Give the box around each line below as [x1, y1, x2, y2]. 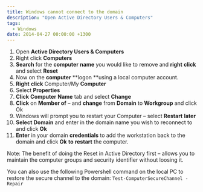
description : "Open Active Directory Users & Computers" [7, 15, 153, 21]
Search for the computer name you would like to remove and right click [15, 61, 196, 68]
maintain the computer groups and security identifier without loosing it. [7, 156, 184, 164]
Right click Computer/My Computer [15, 80, 106, 88]
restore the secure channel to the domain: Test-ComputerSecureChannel [7, 174, 183, 182]
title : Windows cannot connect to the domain [7, 8, 123, 15]
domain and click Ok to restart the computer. [15, 138, 129, 145]
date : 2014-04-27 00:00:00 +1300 [7, 31, 91, 38]
